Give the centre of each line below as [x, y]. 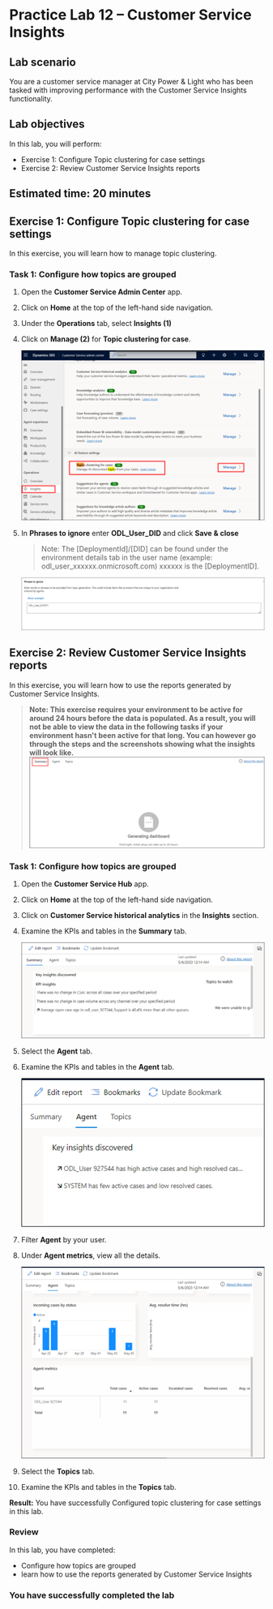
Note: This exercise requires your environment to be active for [136, 709]
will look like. [51, 753]
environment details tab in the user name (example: [127, 558]
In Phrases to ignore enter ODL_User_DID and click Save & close [130, 534]
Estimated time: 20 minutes [80, 193]
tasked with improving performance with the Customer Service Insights [128, 90]
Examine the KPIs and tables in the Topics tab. [98, 1487]
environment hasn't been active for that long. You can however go [143, 735]
